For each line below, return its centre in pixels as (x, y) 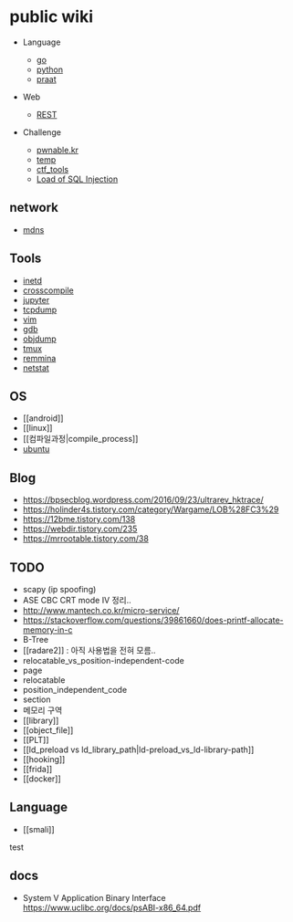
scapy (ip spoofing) (59, 589)
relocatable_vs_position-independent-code (103, 660)
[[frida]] (37, 769)
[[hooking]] (44, 759)
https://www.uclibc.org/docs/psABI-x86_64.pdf (112, 907)
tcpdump (40, 309)
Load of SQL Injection (77, 179)
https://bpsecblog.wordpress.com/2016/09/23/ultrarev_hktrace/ (143, 500)
